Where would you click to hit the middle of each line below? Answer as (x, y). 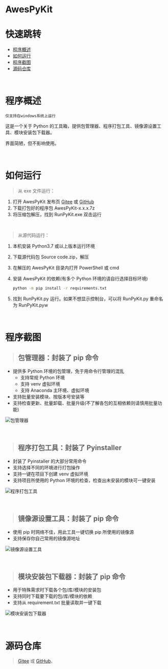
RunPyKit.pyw (33, 305)
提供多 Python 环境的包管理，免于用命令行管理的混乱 (68, 371)
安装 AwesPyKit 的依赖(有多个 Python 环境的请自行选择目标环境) (80, 279)
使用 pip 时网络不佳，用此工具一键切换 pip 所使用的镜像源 (73, 532)
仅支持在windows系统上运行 (31, 116)
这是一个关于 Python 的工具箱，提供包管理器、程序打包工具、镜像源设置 (81, 126)
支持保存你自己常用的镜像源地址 (46, 538)
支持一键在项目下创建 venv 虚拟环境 (50, 474)
